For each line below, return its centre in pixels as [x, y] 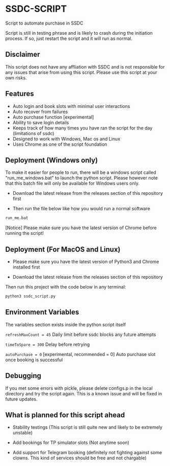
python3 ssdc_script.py [31, 296]
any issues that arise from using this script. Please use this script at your [81, 72]
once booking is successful [34, 360]
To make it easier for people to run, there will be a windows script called [81, 172]
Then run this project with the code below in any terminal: [66, 287]
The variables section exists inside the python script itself [66, 324]
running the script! [25, 233]
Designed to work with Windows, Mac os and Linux [66, 139]
